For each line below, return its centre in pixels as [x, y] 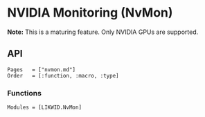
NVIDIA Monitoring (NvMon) [90, 13]
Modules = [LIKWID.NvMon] [44, 108]
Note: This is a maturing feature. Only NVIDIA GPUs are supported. [103, 32]
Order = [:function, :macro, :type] [63, 75]
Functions [24, 93]
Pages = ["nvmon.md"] [42, 70]
